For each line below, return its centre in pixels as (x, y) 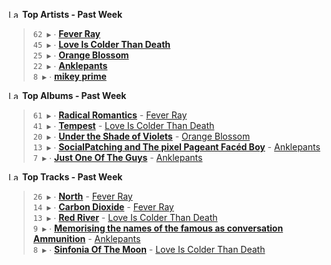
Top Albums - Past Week (74, 95)
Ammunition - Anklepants (86, 238)
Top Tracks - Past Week (72, 177)
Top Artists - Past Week (72, 14)
